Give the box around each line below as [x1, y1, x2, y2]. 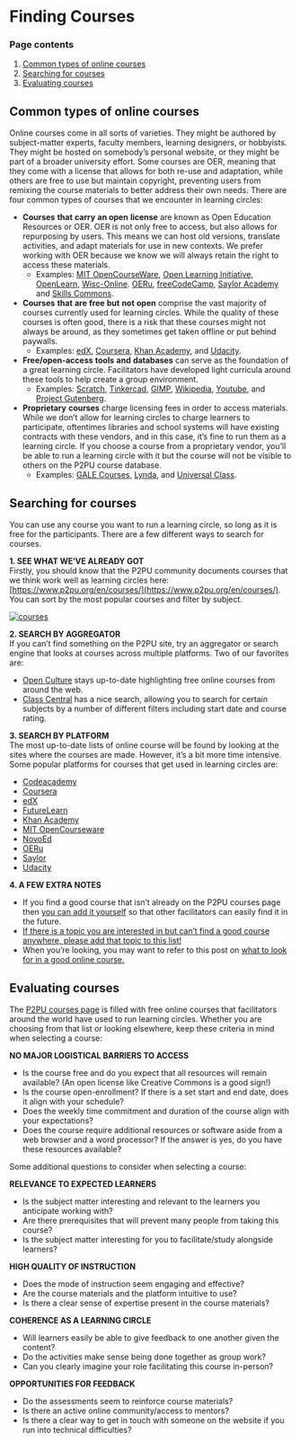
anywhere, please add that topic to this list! [22, 936, 182, 946]
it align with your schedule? [22, 1095, 124, 1106]
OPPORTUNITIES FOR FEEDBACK [9, 1378, 136, 1389]
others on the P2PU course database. [22, 460, 162, 470]
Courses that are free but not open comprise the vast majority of [22, 298, 267, 309]
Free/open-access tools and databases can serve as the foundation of [22, 355, 289, 365]
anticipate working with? [22, 1205, 114, 1216]
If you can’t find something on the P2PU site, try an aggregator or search [9, 638, 278, 649]
